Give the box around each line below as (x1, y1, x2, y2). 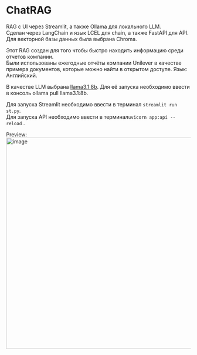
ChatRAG (6, 4, 52, 17)
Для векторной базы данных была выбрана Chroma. (6, 35, 137, 42)
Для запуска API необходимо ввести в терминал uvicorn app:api (6, 113, 168, 120)
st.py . (6, 107, 21, 114)
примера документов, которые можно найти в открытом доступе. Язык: (6, 65, 188, 72)
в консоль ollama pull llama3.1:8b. (6, 89, 89, 96)
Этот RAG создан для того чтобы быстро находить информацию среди (6, 46, 184, 53)
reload (6, 120, 22, 126)
